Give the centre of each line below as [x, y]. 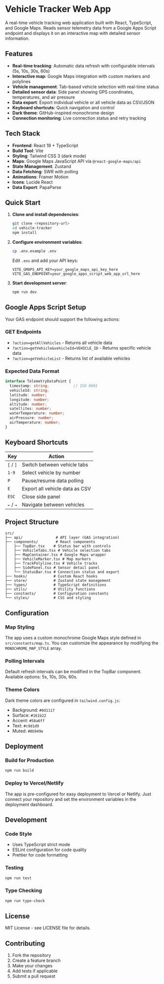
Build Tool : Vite [28, 151]
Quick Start [23, 203]
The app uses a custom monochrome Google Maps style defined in [73, 638]
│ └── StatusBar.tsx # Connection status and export [62, 572]
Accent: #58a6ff [28, 720]
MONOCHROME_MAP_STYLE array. [34, 648]
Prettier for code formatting [40, 855]
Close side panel [41, 497]
